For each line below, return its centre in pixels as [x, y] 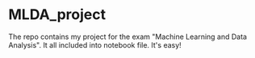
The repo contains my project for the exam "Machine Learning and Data [128, 37]
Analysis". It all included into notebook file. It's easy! [95, 44]
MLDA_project [57, 15]
